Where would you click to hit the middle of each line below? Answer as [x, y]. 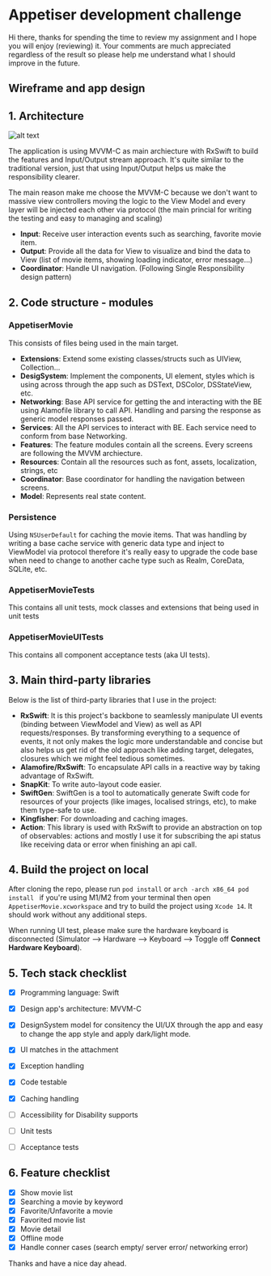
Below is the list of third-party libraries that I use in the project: [112, 699]
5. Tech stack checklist [68, 973]
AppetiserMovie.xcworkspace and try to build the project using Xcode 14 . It [131, 906]
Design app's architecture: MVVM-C [80, 1009]
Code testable [43, 1082]
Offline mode [42, 1238]
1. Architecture [46, 116]
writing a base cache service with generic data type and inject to [116, 543]
